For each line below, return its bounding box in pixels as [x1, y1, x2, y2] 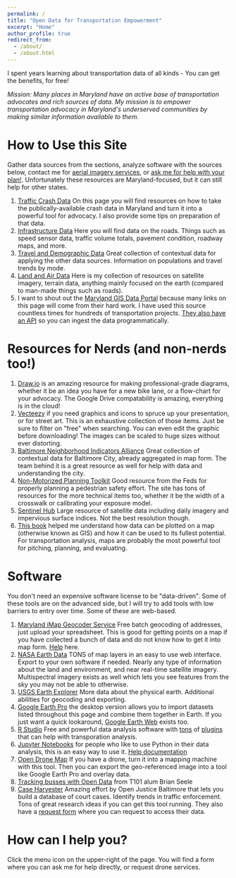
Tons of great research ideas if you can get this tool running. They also [17, 800, 223, 808]
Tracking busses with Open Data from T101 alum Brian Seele [17, 777, 193, 786]
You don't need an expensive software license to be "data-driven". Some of [7, 591, 227, 600]
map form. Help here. [17, 642, 80, 651]
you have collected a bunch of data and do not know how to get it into [17, 635, 221, 644]
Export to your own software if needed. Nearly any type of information [17, 658, 222, 666]
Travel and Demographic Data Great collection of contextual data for [17, 249, 216, 257]
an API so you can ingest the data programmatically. [17, 316, 169, 325]
